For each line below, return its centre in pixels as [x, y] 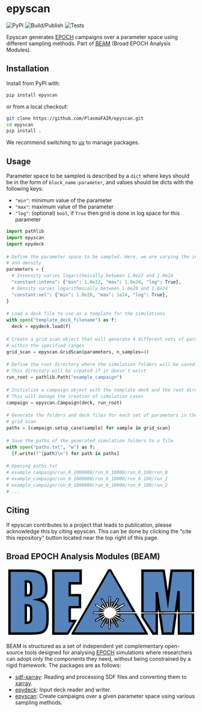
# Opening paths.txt [32, 466]
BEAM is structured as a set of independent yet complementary [85, 646]
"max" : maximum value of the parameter [64, 207]
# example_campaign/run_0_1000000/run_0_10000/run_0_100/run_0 [87, 472]
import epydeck [25, 244]
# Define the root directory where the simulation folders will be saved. [102, 365]
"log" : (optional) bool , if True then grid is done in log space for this [97, 213]
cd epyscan [20, 125]
